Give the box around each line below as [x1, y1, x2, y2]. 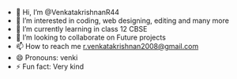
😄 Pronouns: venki [15, 53, 78, 62]
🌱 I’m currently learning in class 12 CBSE [15, 24, 148, 33]
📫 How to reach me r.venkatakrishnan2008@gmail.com [15, 42, 199, 51]
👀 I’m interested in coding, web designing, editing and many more [15, 16, 229, 25]
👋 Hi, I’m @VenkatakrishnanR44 [15, 8, 120, 17]
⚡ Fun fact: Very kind [15, 62, 85, 71]
